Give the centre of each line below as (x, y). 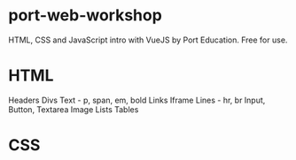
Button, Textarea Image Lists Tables (74, 109)
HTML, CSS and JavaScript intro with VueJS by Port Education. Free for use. (148, 40)
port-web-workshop (86, 15)
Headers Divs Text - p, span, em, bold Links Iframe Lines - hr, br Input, (137, 100)
